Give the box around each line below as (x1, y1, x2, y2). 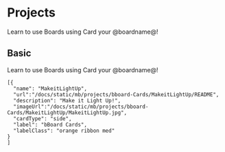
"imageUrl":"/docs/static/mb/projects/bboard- (13, 103, 149, 110)
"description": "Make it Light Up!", (13, 97, 121, 104)
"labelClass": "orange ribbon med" (13, 127, 115, 134)
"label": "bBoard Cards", (13, 121, 88, 128)
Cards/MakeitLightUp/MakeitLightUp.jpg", (7, 109, 128, 116)
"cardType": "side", (13, 115, 72, 122)
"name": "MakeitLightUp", (13, 85, 88, 92)
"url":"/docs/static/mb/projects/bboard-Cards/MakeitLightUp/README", (13, 91, 220, 98)
